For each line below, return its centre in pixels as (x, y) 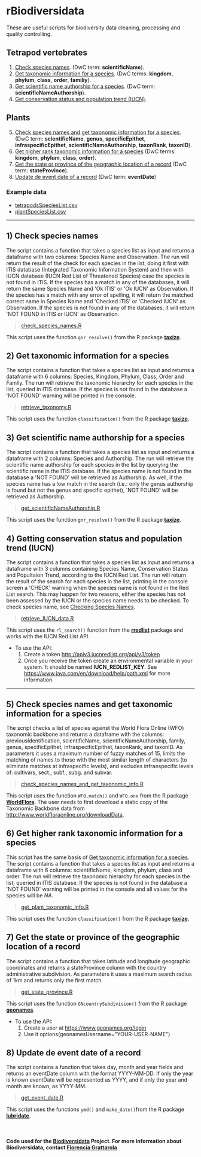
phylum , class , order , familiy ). (53, 80)
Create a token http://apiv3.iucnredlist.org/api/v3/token (92, 654)
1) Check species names (52, 236)
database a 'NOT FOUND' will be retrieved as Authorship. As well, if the (94, 477)
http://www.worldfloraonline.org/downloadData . (65, 814)
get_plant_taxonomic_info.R (55, 907)
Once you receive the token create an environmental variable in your (108, 661)
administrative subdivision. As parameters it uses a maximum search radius (99, 974)
